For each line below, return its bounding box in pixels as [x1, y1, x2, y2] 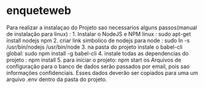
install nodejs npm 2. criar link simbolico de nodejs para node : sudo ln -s [6, 37, 190, 44]
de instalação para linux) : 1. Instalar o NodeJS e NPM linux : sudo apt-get [6, 30, 191, 37]
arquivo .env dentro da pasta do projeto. [6, 76, 108, 83]
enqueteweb [6, 4, 71, 18]
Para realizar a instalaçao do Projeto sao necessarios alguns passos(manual [6, 24, 197, 31]
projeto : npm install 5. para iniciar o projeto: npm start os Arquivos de [6, 56, 181, 63]
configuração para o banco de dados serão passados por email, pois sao [6, 62, 190, 70]
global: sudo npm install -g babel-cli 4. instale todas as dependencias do [6, 49, 189, 57]
